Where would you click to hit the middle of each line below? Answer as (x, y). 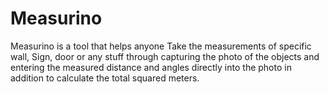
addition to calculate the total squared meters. (105, 78)
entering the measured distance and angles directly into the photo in (151, 67)
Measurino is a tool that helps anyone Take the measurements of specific (161, 46)
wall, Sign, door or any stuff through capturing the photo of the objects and (165, 56)
